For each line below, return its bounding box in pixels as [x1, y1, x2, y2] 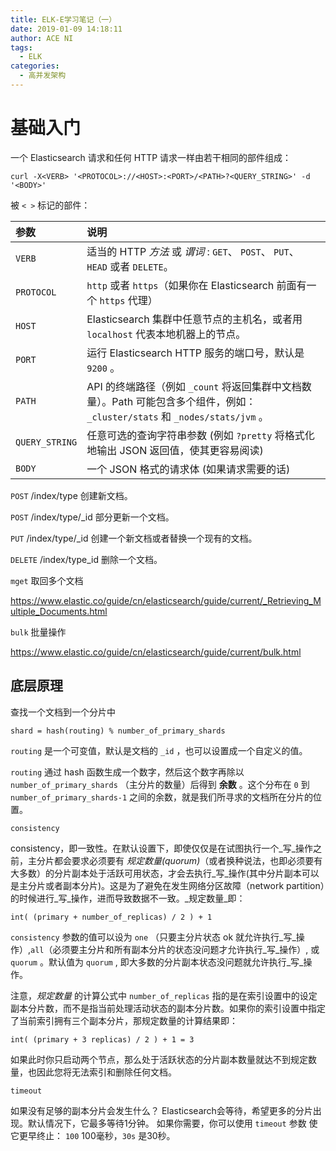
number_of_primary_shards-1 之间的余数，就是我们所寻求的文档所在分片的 [10, 791, 314, 803]
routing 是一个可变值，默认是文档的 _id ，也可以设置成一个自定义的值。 [10, 744, 308, 756]
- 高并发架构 [19, 71, 67, 81]
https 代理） [99, 293, 158, 307]
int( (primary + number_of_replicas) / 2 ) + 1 [10, 912, 213, 922]
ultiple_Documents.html [10, 605, 108, 617]
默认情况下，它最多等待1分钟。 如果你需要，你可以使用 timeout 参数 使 [27, 1117, 318, 1129]
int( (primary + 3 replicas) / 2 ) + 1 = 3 [10, 1034, 195, 1045]
